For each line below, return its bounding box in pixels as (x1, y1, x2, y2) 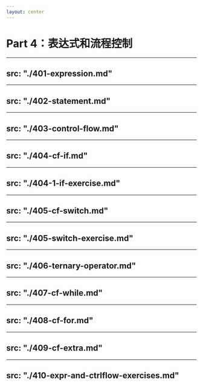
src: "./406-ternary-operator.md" (6, 261, 137, 271)
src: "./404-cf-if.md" (6, 151, 88, 161)
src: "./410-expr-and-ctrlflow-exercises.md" (6, 370, 179, 381)
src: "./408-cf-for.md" (6, 315, 94, 326)
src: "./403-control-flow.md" (6, 123, 119, 133)
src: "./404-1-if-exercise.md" (6, 179, 121, 189)
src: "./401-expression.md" (6, 68, 113, 78)
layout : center (6, 8, 45, 15)
